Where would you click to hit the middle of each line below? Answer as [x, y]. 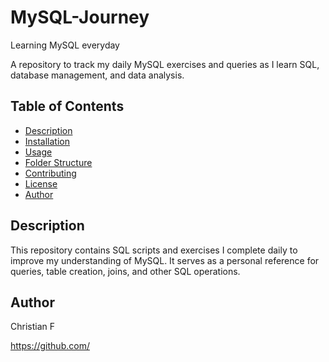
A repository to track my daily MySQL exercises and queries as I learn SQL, [165, 64]
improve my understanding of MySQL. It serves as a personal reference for [165, 260]
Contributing [50, 173]
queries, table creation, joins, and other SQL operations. [125, 271]
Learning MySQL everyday [65, 45]
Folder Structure [58, 162]
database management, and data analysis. [97, 75]
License [41, 183]
